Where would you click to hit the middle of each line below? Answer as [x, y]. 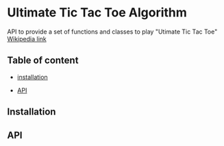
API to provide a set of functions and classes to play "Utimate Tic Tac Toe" [112, 32]
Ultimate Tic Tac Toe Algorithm [97, 13]
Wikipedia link [27, 38]
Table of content [43, 61]
